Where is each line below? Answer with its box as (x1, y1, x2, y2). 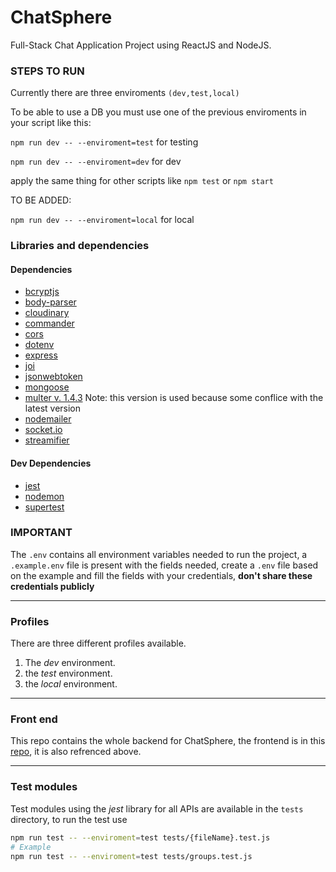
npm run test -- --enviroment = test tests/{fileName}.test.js (10, 832, 271, 843)
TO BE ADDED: (10, 194, 72, 206)
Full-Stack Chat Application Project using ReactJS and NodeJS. (10, 39, 272, 51)
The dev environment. (24, 657, 116, 669)
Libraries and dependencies (10, 239, 150, 253)
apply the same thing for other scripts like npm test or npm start (10, 175, 274, 187)
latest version (24, 402, 82, 415)
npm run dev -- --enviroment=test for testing (10, 136, 199, 148)
